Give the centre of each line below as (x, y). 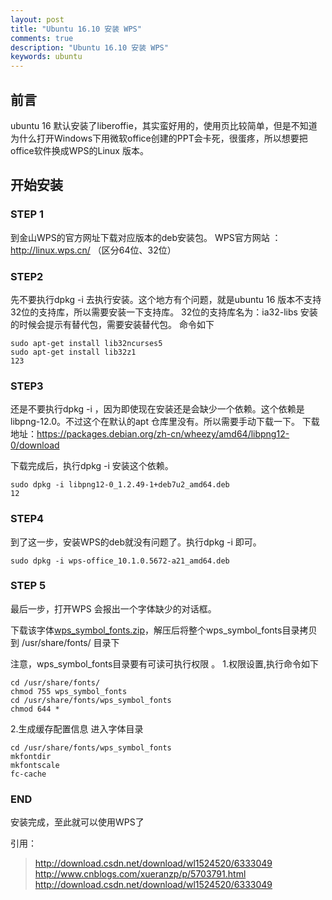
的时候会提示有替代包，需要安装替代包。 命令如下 (112, 324)
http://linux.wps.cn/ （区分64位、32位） (93, 250)
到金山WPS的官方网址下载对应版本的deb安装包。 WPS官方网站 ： (146, 237)
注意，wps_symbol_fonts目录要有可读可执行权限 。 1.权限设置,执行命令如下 (164, 663)
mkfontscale (35, 765)
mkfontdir (31, 756)
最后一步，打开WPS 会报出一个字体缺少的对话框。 (113, 608)
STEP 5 (28, 586)
